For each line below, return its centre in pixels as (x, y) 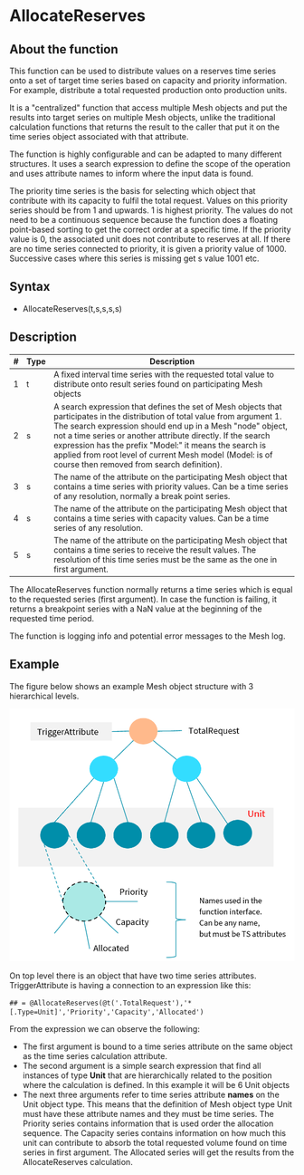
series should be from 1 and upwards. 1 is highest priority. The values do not (151, 210)
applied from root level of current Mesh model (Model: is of (163, 455)
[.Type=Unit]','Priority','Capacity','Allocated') (107, 1012)
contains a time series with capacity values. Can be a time (161, 518)
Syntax (30, 287)
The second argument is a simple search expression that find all (142, 1065)
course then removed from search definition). (138, 464)
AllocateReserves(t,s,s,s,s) (72, 308)
